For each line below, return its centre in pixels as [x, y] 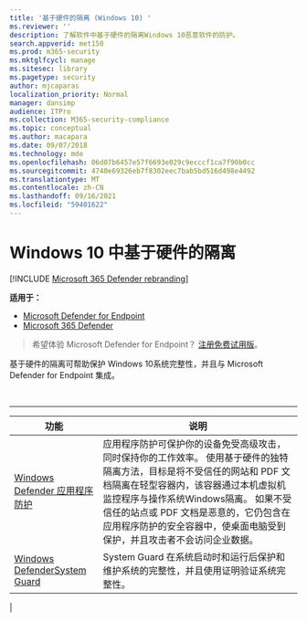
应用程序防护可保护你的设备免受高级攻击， [194, 444]
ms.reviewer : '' [40, 26]
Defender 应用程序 [54, 490]
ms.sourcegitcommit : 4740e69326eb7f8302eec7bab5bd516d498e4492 [132, 171]
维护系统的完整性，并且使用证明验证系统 [190, 570]
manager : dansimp [42, 103]
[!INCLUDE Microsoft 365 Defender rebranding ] [99, 279]
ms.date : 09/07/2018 [49, 145]
